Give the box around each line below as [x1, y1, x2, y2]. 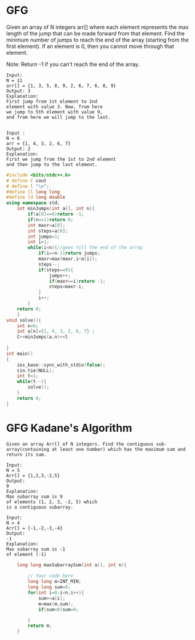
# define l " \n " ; [6, 183, 50, 189]
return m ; [28, 623, 52, 629]
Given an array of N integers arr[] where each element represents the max [6, 23, 189, 31]
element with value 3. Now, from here [6, 103, 103, 110]
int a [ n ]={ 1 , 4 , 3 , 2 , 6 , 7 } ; [17, 328, 95, 334]
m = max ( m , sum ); [38, 601, 74, 607]
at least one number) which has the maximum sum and [51, 446, 186, 452]
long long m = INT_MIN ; [28, 579, 82, 585]
